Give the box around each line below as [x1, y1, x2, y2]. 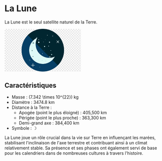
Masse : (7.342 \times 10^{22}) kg [11, 94, 79, 100]
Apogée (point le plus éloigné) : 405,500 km [18, 109, 107, 115]
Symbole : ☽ [11, 125, 37, 131]
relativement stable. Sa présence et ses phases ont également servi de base [4, 145, 157, 151]
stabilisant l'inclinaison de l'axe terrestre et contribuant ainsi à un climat [4, 140, 147, 145]
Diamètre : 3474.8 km [11, 99, 55, 105]
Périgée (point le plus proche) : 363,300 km [18, 115, 106, 121]
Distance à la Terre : [11, 104, 52, 110]
